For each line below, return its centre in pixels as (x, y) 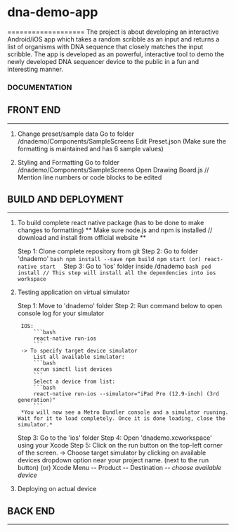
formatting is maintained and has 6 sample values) (90, 148)
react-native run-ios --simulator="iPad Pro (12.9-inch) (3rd (126, 394)
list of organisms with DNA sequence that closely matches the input (105, 46)
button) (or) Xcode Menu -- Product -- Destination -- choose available (119, 468)
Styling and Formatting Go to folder (68, 162)
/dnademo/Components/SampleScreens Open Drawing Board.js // (113, 170)
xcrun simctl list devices (73, 369)
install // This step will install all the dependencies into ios (117, 273)
